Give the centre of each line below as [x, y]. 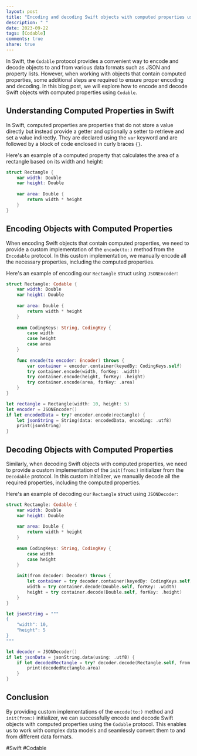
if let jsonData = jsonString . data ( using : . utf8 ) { [70, 657]
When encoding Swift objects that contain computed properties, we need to [98, 243]
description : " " [27, 22]
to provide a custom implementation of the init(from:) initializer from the [95, 470]
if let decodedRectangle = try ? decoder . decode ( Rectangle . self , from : [105, 662]
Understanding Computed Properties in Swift [90, 111]
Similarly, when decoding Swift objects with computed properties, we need [97, 464]
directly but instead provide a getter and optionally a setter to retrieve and [95, 131]
